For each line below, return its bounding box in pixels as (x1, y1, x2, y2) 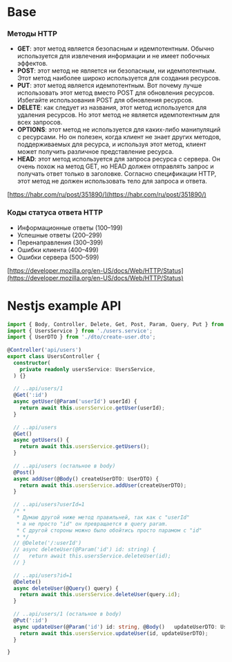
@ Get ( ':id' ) (13, 392, 48, 399)
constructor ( (13, 359, 51, 366)
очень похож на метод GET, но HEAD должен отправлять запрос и (17, 162, 214, 170)
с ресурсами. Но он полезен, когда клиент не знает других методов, (17, 133, 222, 141)
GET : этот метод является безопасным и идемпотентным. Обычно (17, 44, 215, 53)
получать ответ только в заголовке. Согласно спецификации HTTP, (17, 170, 217, 178)
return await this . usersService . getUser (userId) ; (19, 404, 166, 412)
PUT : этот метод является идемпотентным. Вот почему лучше (17, 81, 202, 90)
